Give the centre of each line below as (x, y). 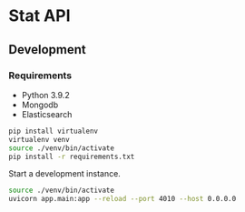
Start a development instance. (65, 174)
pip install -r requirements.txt (72, 156)
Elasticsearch (47, 114)
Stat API (39, 16)
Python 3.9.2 (45, 95)
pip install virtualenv (54, 131)
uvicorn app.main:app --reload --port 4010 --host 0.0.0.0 (122, 199)
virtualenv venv (39, 139)
